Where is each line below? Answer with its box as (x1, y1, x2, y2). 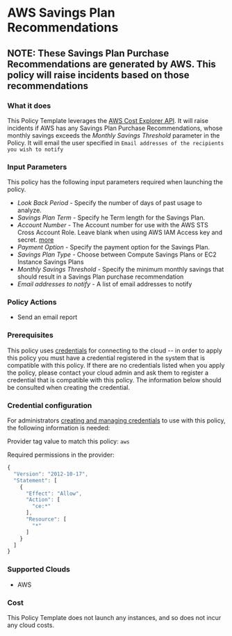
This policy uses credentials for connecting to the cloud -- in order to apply (7, 346, 222, 354)
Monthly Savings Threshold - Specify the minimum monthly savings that (17, 266, 224, 274)
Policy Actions (7, 297, 57, 307)
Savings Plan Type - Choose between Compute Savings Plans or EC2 (17, 250, 217, 259)
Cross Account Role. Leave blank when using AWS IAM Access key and (17, 228, 223, 237)
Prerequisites (7, 330, 53, 340)
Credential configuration (7, 400, 92, 410)
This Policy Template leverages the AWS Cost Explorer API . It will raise (7, 116, 208, 124)
